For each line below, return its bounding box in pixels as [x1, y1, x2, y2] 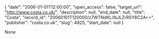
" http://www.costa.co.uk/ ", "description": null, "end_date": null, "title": [4, 9, 145, 15]
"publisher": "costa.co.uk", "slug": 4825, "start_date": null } [4, 19, 124, 25]
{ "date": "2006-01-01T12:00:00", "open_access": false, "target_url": [4, 4, 142, 10]
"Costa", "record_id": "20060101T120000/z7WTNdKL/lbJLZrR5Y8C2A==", [4, 15, 155, 20]
